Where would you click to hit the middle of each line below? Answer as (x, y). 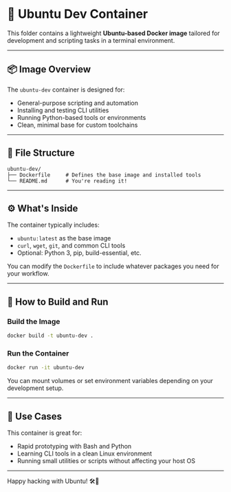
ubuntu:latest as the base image (64, 238)
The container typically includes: (53, 225)
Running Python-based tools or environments (81, 117)
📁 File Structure (41, 153)
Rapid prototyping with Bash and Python (74, 446)
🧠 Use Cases (35, 416)
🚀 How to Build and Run (58, 301)
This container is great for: (45, 433)
